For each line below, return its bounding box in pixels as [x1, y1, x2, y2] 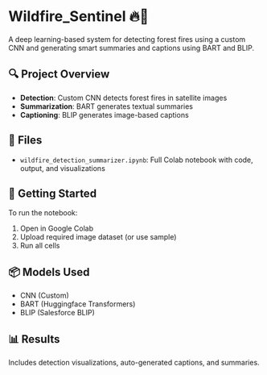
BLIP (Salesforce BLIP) [19, 308, 95, 318]
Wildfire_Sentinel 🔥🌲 [8, 7, 150, 26]
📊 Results [8, 332, 60, 346]
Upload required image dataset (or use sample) [19, 232, 177, 242]
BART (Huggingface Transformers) [19, 299, 136, 309]
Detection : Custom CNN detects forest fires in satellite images [19, 93, 228, 102]
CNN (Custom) [19, 290, 70, 301]
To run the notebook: [8, 208, 78, 218]
